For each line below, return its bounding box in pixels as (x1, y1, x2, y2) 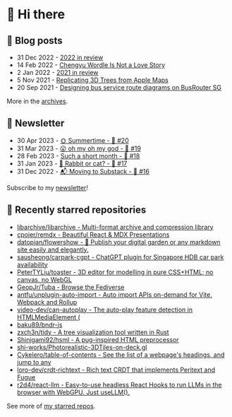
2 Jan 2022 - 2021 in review (16, 69, 99, 76)
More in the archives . (6, 97, 68, 105)
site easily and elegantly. (16, 245, 89, 254)
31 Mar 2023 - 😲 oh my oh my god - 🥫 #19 (16, 144, 142, 153)
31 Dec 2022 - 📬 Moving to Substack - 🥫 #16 (16, 167, 149, 175)
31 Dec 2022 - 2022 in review (16, 53, 104, 61)
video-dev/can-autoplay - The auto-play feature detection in (16, 305, 193, 314)
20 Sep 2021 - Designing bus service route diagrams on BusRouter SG (16, 83, 221, 91)
